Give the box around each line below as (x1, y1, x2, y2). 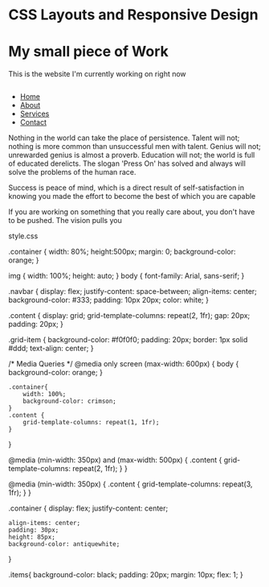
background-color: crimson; (22, 397, 116, 406)
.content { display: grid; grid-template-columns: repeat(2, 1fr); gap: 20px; (8, 311, 251, 320)
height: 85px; (8, 533, 56, 541)
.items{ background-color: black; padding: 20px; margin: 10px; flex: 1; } (8, 570, 243, 580)
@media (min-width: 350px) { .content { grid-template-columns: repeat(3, (8, 479, 253, 489)
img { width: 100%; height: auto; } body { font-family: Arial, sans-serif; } (8, 271, 245, 281)
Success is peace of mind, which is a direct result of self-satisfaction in (8, 183, 245, 192)
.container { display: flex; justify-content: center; (8, 503, 169, 513)
